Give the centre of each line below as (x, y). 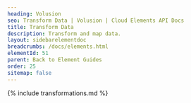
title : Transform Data (41, 27)
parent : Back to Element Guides (55, 60)
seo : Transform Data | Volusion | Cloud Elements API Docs (96, 20)
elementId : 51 (28, 54)
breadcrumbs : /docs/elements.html (58, 47)
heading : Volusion (34, 14)
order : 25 (22, 66)
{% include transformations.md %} (58, 93)
